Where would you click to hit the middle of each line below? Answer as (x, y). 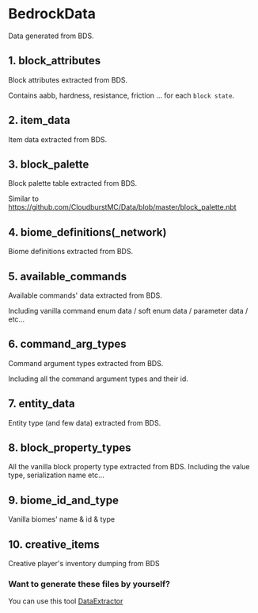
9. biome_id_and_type (63, 500)
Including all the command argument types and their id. (98, 379)
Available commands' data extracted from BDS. (85, 295)
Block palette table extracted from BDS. (73, 183)
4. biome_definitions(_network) (87, 232)
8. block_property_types (70, 448)
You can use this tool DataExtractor (66, 601)
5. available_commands (68, 276)
